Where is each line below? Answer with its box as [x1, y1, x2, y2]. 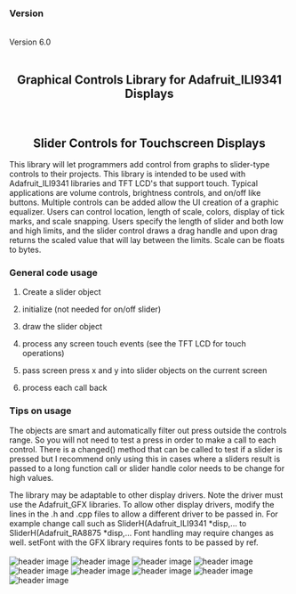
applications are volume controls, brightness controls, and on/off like [9, 187, 261, 198]
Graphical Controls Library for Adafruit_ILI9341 [16, 72, 283, 87]
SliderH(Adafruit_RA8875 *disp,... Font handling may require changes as [9, 527, 274, 538]
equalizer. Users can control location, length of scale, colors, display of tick [9, 206, 285, 216]
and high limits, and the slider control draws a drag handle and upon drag [9, 225, 278, 236]
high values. [9, 472, 54, 483]
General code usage [9, 266, 98, 279]
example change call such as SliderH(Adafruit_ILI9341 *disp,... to [9, 517, 247, 528]
